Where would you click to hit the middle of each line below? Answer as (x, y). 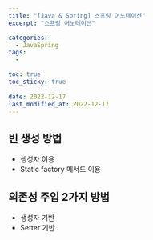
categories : (28, 38)
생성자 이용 (37, 159)
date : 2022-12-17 (37, 97)
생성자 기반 (37, 218)
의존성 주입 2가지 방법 (59, 197)
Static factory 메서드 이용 (60, 170)
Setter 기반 (38, 228)
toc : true (25, 74)
